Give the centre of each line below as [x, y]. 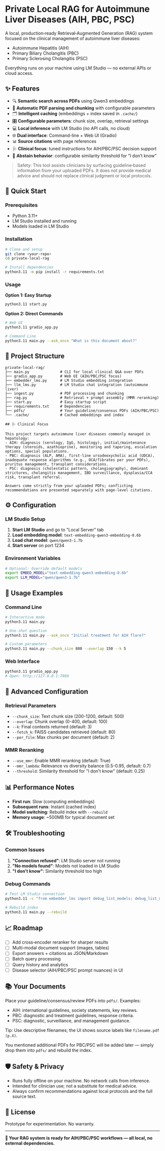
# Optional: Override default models [44, 568]
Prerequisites [21, 205]
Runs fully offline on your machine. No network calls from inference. [81, 1081]
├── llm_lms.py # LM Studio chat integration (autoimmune [77, 385]
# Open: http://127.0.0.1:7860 [37, 676]
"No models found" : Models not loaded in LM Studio [66, 866]
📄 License [20, 1112]
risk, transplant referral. [34, 477]
